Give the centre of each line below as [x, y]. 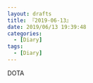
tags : [15, 46]
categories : [25, 33]
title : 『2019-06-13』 [39, 20]
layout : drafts [30, 14]
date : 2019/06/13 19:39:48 [47, 27]
